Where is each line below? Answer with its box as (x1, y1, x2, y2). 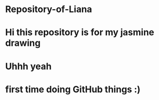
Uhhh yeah (5, 61, 52, 72)
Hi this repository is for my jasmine (5, 27, 154, 38)
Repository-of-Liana (5, 4, 92, 15)
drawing (5, 37, 41, 49)
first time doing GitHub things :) (5, 83, 141, 95)
